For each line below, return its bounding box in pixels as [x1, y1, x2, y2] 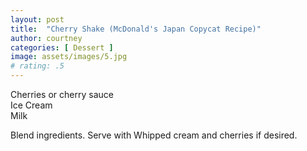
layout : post [10, 14, 65, 25]
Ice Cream [10, 99, 53, 111]
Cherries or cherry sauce [10, 89, 114, 100]
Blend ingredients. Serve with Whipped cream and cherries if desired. [10, 129, 298, 141]
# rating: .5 [10, 61, 65, 71]
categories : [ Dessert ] [10, 42, 114, 53]
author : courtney [10, 33, 83, 43]
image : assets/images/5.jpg [10, 52, 128, 62]
